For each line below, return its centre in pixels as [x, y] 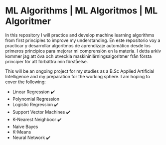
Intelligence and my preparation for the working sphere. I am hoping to [78, 76]
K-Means [22, 132]
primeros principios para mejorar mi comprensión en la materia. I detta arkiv [83, 51]
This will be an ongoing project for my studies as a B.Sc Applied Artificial [80, 71]
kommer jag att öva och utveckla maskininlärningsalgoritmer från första [79, 56]
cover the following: [25, 82]
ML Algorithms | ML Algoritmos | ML [82, 11]
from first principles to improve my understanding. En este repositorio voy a [83, 40]
